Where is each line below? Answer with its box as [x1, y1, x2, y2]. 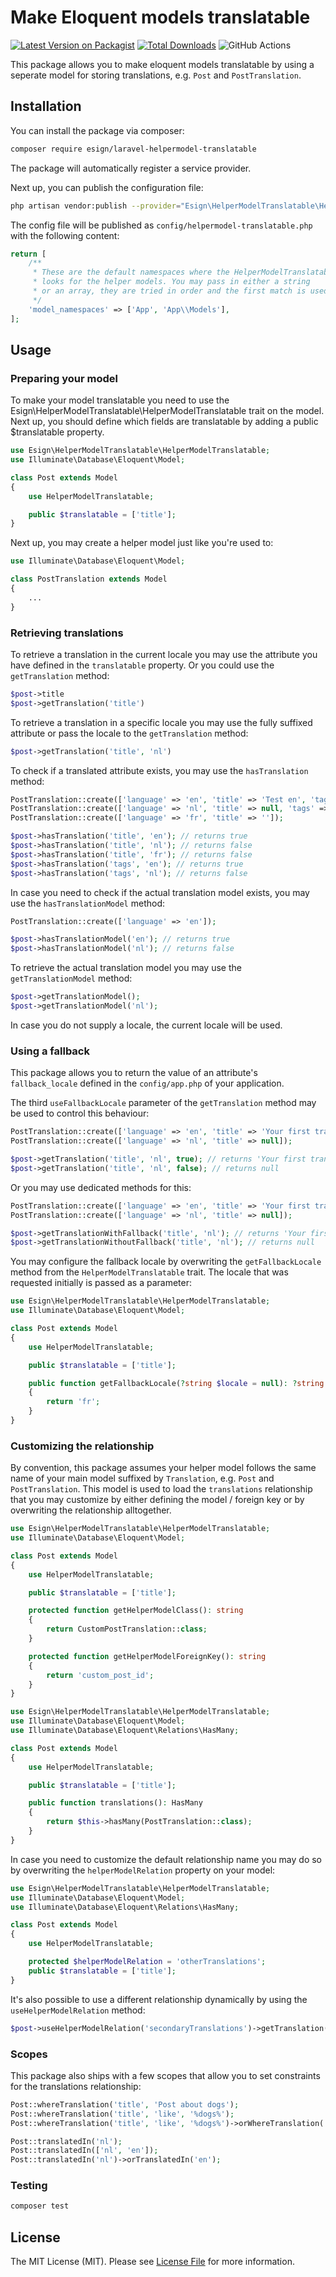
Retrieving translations [10, 626, 124, 640]
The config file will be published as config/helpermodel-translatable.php [10, 219, 313, 231]
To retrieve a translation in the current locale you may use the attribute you [10, 648, 318, 660]
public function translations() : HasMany [28, 1798, 203, 1808]
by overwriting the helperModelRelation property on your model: [10, 1864, 276, 1876]
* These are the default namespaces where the [32, 267, 230, 278]
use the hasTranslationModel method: [10, 897, 165, 909]
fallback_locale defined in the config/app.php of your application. [10, 1077, 285, 1090]
